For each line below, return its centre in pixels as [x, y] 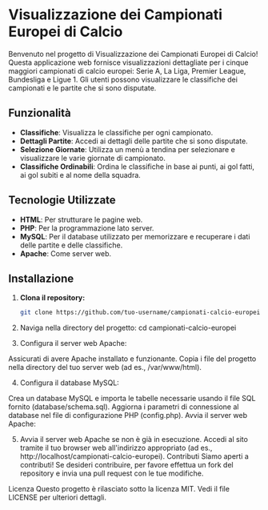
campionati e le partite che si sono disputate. [82, 88]
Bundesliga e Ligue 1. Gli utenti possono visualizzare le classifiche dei [123, 79]
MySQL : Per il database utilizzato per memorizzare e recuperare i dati [135, 236]
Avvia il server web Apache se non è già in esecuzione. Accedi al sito [134, 440]
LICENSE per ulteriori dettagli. [57, 497]
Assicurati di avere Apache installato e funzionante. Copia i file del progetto [132, 359]
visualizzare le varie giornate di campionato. [92, 158]
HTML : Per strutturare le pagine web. [81, 219]
